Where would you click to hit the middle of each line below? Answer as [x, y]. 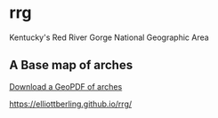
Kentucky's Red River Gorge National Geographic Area [109, 37]
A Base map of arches [71, 65]
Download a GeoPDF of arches [66, 86]
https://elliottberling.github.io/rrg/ [71, 104]
